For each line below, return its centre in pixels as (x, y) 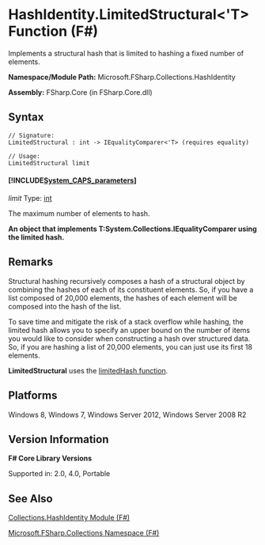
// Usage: (25, 156)
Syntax (26, 117)
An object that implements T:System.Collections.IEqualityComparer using (132, 229)
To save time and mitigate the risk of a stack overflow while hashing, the (126, 321)
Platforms (33, 396)
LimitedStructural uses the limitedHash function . (88, 370)
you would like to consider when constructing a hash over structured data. (129, 339)
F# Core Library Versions (50, 458)
